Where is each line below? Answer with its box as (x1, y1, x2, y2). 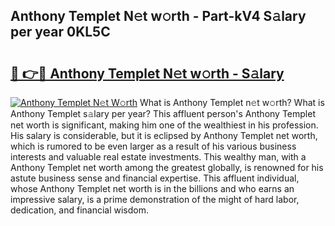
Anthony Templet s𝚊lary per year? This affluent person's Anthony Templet (10, 108, 316, 119)
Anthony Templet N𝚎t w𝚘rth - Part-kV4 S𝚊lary (10, 8, 307, 25)
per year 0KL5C (10, 24, 111, 41)
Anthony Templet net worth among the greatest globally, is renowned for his (10, 162, 324, 173)
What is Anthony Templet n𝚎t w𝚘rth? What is (139, 97, 325, 108)
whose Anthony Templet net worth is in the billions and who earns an (10, 183, 295, 194)
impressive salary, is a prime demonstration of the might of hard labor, (10, 194, 300, 205)
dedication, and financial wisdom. (10, 204, 149, 216)
